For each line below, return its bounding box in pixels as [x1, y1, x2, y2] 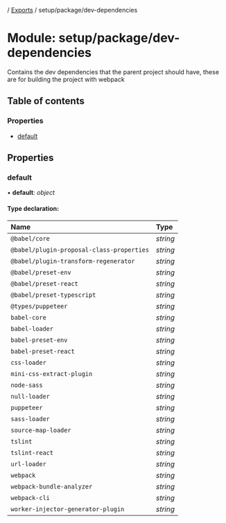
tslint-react [10, 449, 54, 456]
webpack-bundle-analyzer [10, 482, 93, 490]
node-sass [10, 381, 43, 389]
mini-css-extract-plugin [10, 370, 93, 377]
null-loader [10, 392, 51, 400]
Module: [7, 31, 56, 46]
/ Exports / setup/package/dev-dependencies [7, 6, 138, 14]
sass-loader [10, 415, 51, 422]
